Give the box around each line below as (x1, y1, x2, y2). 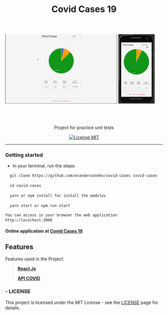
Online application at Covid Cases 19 (5, 228, 83, 234)
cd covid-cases (9, 183, 41, 188)
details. (5, 304, 20, 310)
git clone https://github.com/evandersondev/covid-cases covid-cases (9, 173, 157, 178)
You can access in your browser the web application (5, 212, 117, 218)
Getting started (5, 151, 43, 159)
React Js (17, 266, 36, 272)
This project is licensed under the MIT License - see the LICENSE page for (5, 299, 158, 305)
